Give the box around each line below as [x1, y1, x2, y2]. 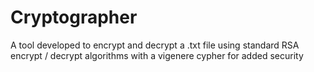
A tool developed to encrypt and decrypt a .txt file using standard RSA [10, 39, 300, 51]
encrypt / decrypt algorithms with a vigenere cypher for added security [10, 49, 304, 61]
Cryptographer [10, 6, 138, 29]
